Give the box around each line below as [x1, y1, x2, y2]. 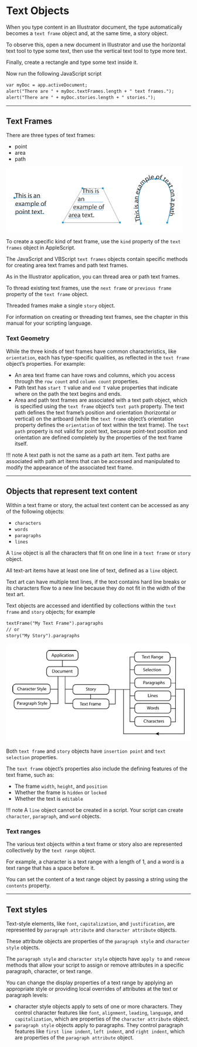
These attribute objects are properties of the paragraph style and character [6, 938, 190, 945]
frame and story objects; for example [6, 609, 96, 616]
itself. [14, 440, 28, 447]
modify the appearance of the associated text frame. [6, 464, 134, 471]
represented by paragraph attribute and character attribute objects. [6, 926, 177, 933]
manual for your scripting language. [6, 319, 93, 327]
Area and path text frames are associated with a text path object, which [14, 396, 188, 403]
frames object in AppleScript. [6, 244, 76, 251]
